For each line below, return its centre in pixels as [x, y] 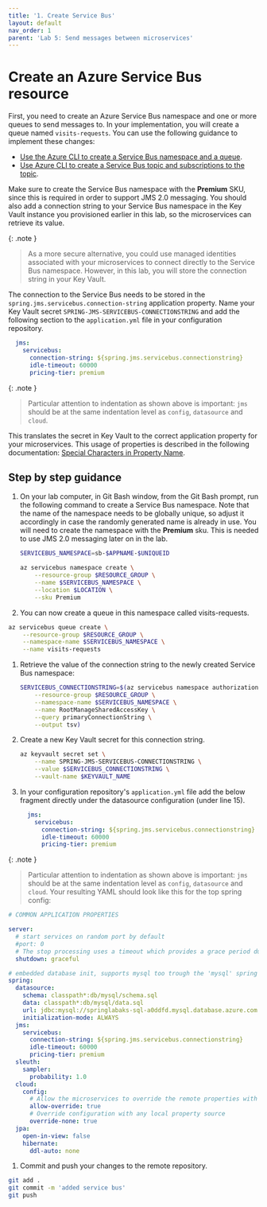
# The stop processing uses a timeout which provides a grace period [133, 952]
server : [21, 929]
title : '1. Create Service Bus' [62, 16]
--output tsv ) [58, 725]
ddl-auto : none [54, 1151]
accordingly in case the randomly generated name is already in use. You [138, 522]
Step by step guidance [65, 477]
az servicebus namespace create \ [77, 568]
